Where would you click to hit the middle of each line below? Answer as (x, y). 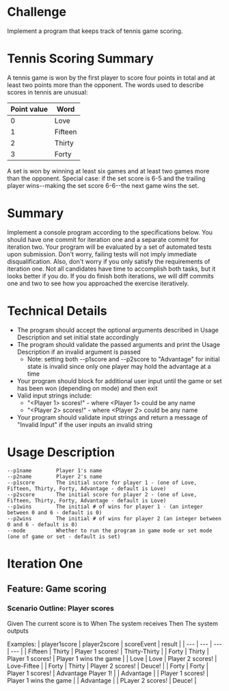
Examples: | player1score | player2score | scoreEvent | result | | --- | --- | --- (114, 644)
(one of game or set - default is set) (64, 536)
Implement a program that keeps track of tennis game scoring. (95, 31)
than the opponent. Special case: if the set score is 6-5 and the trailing (106, 178)
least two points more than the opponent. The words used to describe (105, 85)
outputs (18, 631)
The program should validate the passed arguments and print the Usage (119, 344)
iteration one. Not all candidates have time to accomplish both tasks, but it (111, 269)
